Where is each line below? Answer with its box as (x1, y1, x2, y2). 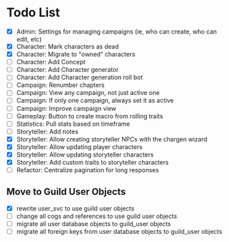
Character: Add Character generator (16, 66, 119, 74)
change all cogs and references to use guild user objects (16, 212, 178, 220)
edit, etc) (16, 36, 43, 43)
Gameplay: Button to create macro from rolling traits (16, 111, 164, 120)
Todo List (6, 5, 60, 21)
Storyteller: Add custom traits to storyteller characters (16, 158, 169, 166)
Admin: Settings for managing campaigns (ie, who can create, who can (16, 27, 217, 36)
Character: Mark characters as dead (16, 42, 119, 51)
